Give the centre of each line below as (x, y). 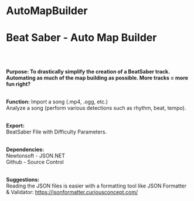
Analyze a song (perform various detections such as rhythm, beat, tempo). (96, 108)
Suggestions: (23, 180)
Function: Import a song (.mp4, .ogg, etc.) (57, 102)
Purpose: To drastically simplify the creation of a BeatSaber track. (88, 72)
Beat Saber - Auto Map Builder (81, 38)
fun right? (18, 84)
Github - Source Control (35, 162)
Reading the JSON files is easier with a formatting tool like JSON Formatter (96, 186)
